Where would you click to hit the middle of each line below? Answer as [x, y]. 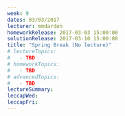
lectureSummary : [30, 89]
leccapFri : [23, 102]
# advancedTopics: [33, 77]
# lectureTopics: [32, 52]
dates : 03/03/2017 [33, 20]
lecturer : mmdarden [35, 26]
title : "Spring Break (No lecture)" [59, 45]
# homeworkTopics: [33, 64]
